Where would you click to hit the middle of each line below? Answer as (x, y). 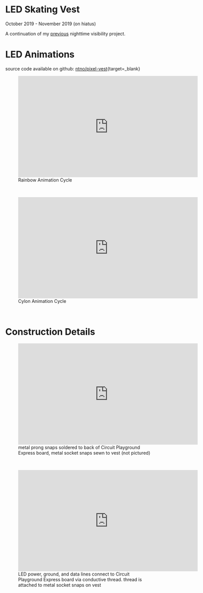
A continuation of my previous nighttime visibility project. (65, 33)
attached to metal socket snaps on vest (60, 585)
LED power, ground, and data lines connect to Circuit (74, 574)
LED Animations (40, 55)
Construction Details (50, 332)
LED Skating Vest (43, 10)
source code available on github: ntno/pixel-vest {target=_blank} (73, 68)
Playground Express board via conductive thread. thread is (80, 579)
